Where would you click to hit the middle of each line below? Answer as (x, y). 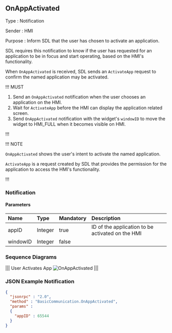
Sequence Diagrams (31, 257)
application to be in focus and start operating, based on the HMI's (75, 56)
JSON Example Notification (40, 282)
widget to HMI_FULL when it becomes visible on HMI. (69, 124)
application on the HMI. (37, 102)
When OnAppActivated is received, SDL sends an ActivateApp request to (81, 71)
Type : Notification (25, 21)
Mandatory (73, 218)
